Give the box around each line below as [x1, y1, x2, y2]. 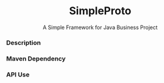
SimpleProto [69, 4, 132, 18]
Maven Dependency [6, 55, 66, 63]
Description [6, 39, 41, 47]
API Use [6, 70, 30, 78]
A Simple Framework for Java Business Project [42, 24, 158, 31]
